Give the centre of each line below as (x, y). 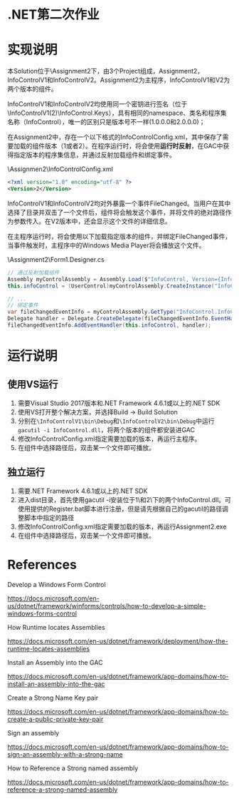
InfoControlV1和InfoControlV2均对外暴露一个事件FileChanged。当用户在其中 (119, 203)
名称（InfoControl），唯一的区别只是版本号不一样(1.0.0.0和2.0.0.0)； (106, 122)
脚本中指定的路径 (49, 517)
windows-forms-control (42, 613)
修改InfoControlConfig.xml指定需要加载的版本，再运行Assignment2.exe (122, 526)
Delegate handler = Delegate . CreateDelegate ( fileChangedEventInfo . (110, 319)
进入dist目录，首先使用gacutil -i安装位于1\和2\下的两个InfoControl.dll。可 (124, 499)
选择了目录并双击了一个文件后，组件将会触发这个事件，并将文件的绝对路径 (116, 212)
